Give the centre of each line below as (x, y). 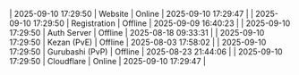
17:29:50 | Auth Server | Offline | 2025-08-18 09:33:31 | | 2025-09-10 (137, 33)
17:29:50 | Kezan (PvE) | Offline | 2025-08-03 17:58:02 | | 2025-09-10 (138, 42)
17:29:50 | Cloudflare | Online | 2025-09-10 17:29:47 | (107, 61)
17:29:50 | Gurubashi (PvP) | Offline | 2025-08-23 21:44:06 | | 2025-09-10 (146, 52)
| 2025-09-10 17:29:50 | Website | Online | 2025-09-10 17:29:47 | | (131, 14)
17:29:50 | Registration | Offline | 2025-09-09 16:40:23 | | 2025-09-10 (162, 23)
